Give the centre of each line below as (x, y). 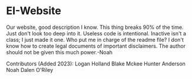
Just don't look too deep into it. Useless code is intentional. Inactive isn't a (96, 33)
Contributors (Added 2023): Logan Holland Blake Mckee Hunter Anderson (96, 64)
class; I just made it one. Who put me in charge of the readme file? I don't (95, 39)
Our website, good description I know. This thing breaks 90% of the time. (95, 27)
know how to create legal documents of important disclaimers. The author (96, 46)
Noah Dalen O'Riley (30, 70)
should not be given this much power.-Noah (59, 52)
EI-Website (34, 11)
